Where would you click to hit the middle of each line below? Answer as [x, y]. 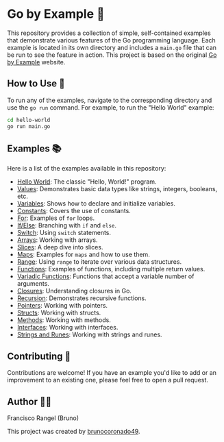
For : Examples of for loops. [55, 218]
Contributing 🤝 [39, 356]
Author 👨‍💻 [29, 401]
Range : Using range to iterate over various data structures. [99, 262]
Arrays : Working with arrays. [57, 240]
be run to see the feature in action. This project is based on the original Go [112, 55]
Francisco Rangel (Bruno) [43, 418]
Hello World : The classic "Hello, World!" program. [87, 182]
